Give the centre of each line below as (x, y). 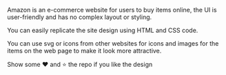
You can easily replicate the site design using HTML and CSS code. (103, 30)
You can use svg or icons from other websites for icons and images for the (113, 43)
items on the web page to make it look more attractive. (84, 51)
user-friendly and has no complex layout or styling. (80, 17)
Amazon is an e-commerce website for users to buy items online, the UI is (112, 10)
